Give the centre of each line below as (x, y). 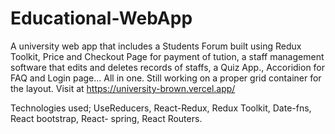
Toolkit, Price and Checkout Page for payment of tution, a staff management (167, 56)
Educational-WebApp (101, 18)
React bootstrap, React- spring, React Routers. (106, 118)
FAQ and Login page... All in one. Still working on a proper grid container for (166, 78)
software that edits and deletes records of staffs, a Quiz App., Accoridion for (168, 67)
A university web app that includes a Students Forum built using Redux (156, 46)
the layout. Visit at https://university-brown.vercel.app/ (123, 88)
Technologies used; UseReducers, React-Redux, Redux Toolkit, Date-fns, (161, 108)
